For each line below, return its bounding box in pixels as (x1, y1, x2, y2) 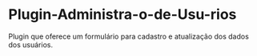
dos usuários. (8, 39, 54, 49)
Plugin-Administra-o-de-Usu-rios (8, 6, 237, 24)
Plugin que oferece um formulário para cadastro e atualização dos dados (8, 32, 250, 41)
